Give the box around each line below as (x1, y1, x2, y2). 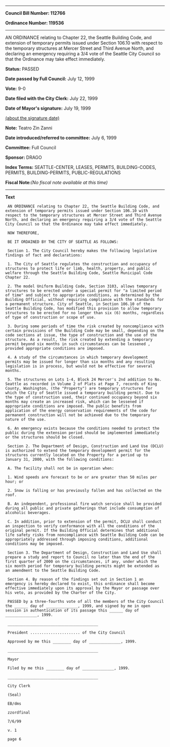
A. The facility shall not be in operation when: (7, 466, 114, 471)
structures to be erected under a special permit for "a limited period (5, 288, 162, 293)
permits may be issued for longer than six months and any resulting (5, 359, 155, 364)
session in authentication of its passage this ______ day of (5, 608, 139, 613)
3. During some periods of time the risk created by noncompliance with (7, 324, 164, 329)
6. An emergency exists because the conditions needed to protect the (7, 426, 159, 431)
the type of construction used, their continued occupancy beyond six (5, 395, 157, 400)
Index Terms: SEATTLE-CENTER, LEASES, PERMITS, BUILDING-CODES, (5, 164, 157, 170)
